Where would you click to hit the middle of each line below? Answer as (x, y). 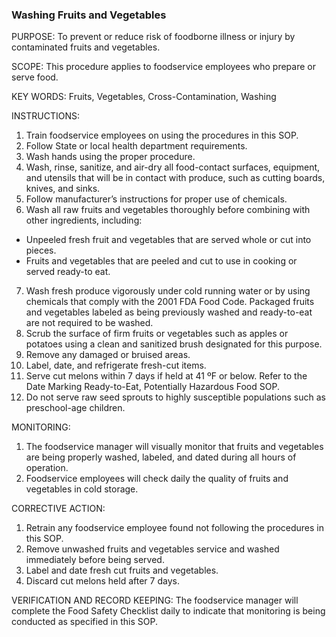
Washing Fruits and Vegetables (89, 15)
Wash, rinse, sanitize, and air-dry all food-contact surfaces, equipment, (173, 167)
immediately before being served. (95, 560)
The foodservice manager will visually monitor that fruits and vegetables (174, 447)
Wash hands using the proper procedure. (110, 157)
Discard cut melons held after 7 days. (102, 581)
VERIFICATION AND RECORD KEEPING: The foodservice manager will (155, 600)
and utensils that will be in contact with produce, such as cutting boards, (175, 178)
